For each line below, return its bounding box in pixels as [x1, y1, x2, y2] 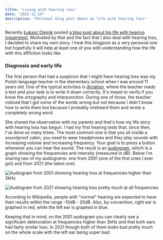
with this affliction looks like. [5, 50, 62, 56]
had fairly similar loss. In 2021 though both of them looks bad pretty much [5, 224, 153, 230]
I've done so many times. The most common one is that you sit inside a [5, 129, 147, 135]
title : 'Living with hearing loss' [5, 7, 77, 12]
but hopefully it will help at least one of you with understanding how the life [5, 45, 156, 51]
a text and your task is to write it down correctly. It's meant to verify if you [5, 89, 153, 95]
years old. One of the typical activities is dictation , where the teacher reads [5, 84, 156, 90]
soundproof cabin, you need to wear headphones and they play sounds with [5, 134, 158, 140]
